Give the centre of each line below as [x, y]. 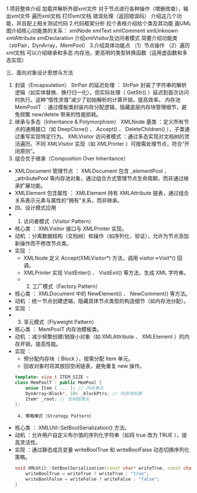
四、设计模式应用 [35, 208]
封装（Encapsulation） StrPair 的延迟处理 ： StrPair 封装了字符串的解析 [101, 85]
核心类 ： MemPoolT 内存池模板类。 [58, 329]
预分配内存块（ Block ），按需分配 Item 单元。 [78, 358]
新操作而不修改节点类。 [43, 243]
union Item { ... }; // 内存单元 [65, 388]
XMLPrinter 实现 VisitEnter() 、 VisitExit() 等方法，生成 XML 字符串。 [106, 273]
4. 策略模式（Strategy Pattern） [56, 416]
